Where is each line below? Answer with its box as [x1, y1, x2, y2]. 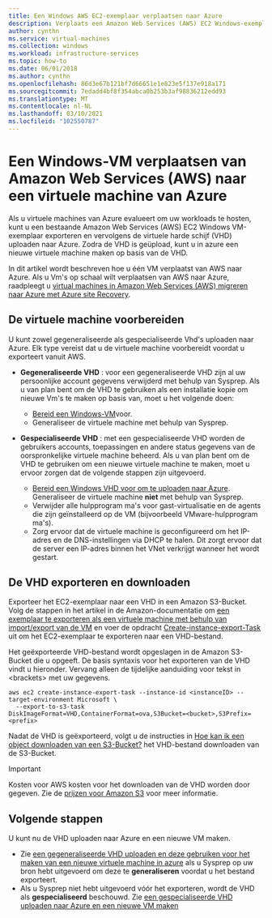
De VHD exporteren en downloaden [8, 576, 191, 590]
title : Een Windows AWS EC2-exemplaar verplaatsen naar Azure [8, 11, 223, 20]
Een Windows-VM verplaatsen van [8, 152, 247, 171]
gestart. [32, 552, 59, 561]
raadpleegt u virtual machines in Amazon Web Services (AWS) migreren [8, 280, 249, 290]
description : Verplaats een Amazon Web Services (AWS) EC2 [8, 19, 212, 28]
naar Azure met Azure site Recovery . [8, 289, 131, 299]
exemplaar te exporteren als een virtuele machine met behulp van [8, 614, 227, 624]
